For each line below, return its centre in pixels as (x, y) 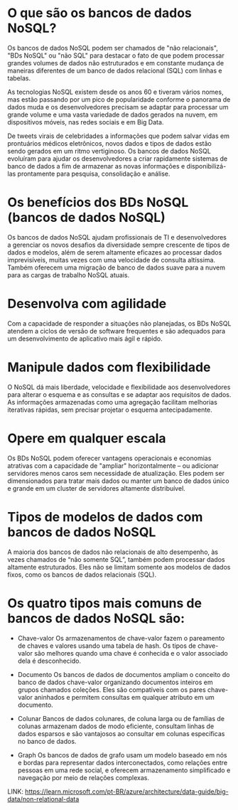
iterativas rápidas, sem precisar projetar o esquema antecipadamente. (110, 410)
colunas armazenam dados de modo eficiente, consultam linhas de (116, 726)
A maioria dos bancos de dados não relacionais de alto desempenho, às (113, 552)
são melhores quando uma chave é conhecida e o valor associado (131, 653)
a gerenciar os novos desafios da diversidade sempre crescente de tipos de (119, 245)
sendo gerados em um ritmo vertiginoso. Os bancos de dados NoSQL (109, 151)
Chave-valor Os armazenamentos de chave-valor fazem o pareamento (121, 638)
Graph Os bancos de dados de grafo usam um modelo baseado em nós (122, 755)
